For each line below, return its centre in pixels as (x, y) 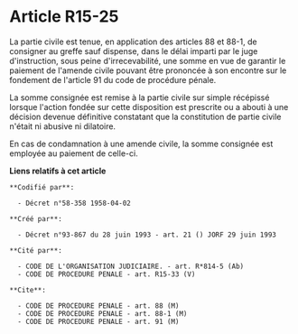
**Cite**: (28, 290)
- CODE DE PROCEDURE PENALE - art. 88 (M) (98, 306)
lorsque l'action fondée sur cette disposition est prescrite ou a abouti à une (149, 107)
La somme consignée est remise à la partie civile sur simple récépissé (140, 97)
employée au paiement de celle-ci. (74, 153)
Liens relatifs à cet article (58, 171)
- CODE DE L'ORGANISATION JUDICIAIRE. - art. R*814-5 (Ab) (131, 266)
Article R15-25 (64, 17)
